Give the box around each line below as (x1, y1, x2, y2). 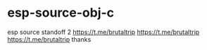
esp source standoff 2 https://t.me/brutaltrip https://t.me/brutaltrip (7, 28, 200, 36)
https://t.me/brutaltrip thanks (7, 35, 92, 43)
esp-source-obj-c (7, 5, 115, 21)
